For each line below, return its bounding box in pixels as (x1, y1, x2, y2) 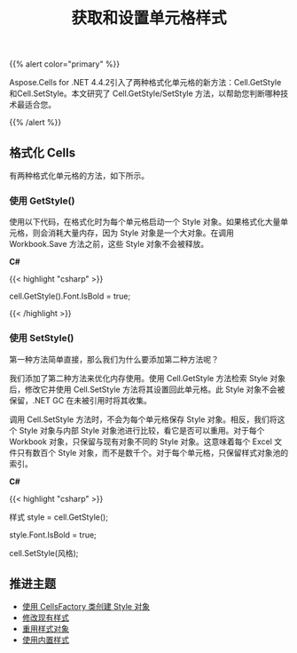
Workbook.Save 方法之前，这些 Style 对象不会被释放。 (9, 239, 209, 250)
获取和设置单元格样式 (70, 8, 227, 28)
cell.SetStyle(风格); (9, 547, 79, 558)
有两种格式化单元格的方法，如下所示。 (9, 171, 149, 180)
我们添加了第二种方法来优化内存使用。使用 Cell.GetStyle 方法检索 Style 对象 (9, 372, 286, 383)
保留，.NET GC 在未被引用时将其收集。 (9, 394, 152, 405)
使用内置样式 (21, 634, 69, 645)
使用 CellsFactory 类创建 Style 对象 (21, 601, 151, 612)
